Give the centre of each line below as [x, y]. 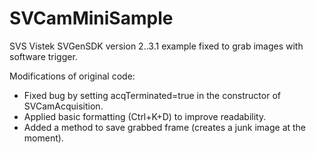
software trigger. [43, 56]
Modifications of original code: [72, 76]
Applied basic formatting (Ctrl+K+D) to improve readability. [145, 116]
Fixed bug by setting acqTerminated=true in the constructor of [152, 95]
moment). [43, 138]
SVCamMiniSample [91, 18]
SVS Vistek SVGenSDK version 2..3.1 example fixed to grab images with [156, 46]
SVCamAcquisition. [63, 106]
